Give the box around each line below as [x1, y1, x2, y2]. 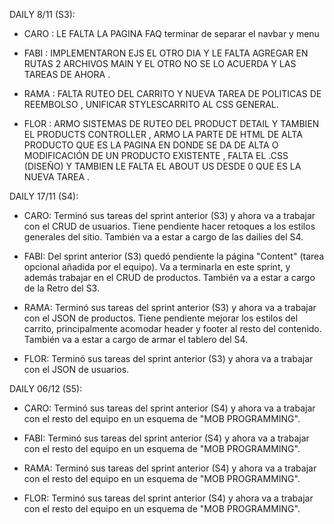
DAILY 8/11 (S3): [9, 9, 76, 20]
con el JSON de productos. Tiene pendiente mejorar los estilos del [23, 312, 299, 324]
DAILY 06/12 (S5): [9, 383, 83, 394]
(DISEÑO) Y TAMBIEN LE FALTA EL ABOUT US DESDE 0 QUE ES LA [23, 160, 302, 172]
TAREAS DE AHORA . [23, 69, 111, 80]
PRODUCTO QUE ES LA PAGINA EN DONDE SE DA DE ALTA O [23, 139, 279, 151]
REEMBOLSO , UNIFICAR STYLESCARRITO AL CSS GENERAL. [23, 99, 279, 110]
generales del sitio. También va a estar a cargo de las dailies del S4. [23, 231, 304, 243]
